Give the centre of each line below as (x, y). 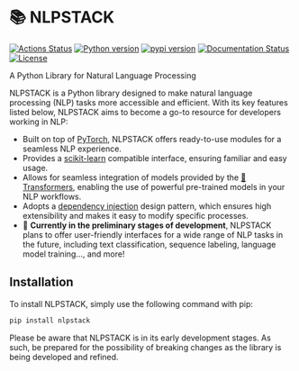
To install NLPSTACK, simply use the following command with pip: (131, 303)
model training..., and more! (73, 254)
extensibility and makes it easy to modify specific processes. (136, 215)
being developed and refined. (64, 357)
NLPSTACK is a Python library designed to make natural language (131, 93)
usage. (35, 167)
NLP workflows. (52, 196)
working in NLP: (39, 122)
